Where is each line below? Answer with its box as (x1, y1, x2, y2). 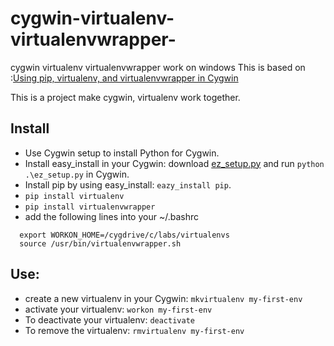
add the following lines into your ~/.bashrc (24, 210, 199, 222)
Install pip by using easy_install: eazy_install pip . (24, 178, 232, 191)
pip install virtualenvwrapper (24, 202, 156, 212)
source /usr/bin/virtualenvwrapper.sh (19, 238, 182, 249)
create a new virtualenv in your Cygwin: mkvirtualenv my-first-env (24, 292, 303, 304)
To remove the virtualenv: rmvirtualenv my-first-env (24, 324, 245, 336)
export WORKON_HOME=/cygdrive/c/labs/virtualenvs (19, 230, 230, 240)
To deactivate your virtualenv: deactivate (24, 313, 195, 326)
